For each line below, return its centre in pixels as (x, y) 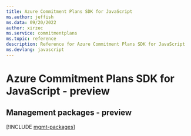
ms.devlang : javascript (35, 50)
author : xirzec (25, 28)
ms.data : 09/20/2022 (31, 22)
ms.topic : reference (31, 39)
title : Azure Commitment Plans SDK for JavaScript (69, 11)
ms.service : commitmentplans (42, 33)
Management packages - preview (69, 113)
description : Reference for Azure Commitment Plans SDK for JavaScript (95, 45)
